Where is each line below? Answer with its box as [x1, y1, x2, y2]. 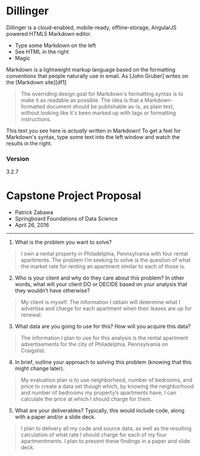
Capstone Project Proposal [6, 189, 142, 203]
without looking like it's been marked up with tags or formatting [20, 109, 176, 116]
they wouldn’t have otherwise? [14, 287, 90, 294]
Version [6, 154, 30, 163]
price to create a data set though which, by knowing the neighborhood [20, 383, 194, 390]
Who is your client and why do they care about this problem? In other [14, 274, 185, 281]
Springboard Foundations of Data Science [14, 215, 118, 222]
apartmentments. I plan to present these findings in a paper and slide [20, 438, 190, 445]
